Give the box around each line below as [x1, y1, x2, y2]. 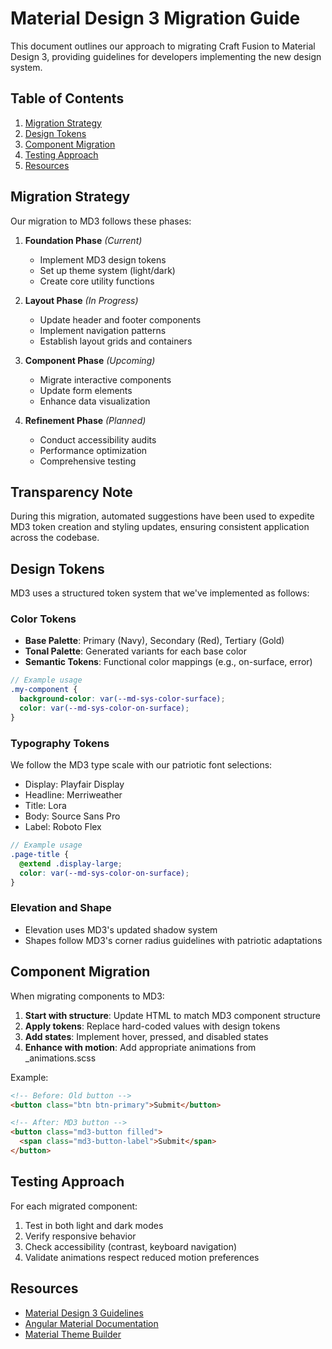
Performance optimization [39, 444, 148, 456]
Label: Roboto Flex [24, 821, 102, 833]
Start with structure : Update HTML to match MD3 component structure [24, 1009, 321, 1021]
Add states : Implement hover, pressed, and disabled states [24, 1030, 269, 1042]
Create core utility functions [39, 275, 155, 287]
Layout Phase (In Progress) [24, 294, 139, 306]
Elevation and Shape [10, 901, 112, 915]
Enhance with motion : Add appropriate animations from [24, 1041, 257, 1053]
